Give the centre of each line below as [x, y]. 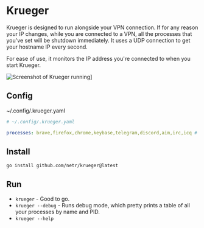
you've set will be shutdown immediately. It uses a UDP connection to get [98, 40]
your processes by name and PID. [58, 212]
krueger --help [34, 219]
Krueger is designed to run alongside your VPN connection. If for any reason [102, 27]
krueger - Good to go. [42, 199]
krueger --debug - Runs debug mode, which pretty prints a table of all [103, 206]
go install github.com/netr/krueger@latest [62, 166]
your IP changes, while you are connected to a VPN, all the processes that [99, 33]
